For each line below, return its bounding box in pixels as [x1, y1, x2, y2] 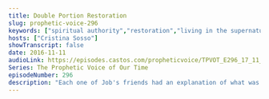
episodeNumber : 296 [8, 71, 74, 79]
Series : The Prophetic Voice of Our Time [8, 64, 149, 72]
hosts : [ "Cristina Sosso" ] [8, 34, 98, 42]
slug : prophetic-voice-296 [8, 19, 98, 27]
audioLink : [8, 57, 45, 65]
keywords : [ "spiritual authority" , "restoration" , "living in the [8, 26, 227, 34]
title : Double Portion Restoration [8, 11, 127, 20]
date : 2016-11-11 [8, 49, 66, 57]
